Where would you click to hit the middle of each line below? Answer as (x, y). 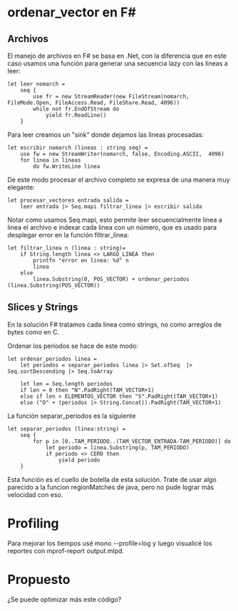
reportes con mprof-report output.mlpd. (66, 550)
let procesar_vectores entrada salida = (68, 200)
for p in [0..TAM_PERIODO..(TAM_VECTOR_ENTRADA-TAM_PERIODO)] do (132, 441)
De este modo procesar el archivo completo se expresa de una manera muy (119, 180)
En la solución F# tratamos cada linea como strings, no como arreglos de (115, 324)
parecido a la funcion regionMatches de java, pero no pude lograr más (111, 487)
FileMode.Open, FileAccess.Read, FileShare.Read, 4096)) (94, 103)
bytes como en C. (33, 332)
